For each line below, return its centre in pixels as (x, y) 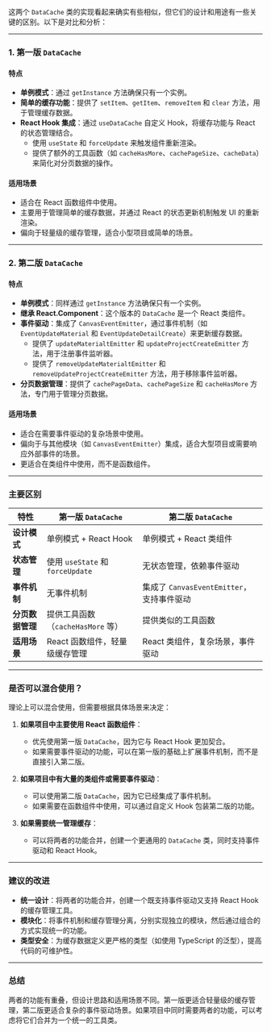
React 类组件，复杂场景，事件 (199, 641)
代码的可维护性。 (48, 951)
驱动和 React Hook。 (67, 851)
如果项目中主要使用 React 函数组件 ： (81, 725)
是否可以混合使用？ (46, 688)
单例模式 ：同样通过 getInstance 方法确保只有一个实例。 (113, 303)
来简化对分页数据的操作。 (75, 163)
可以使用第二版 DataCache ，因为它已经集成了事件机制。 (123, 796)
